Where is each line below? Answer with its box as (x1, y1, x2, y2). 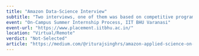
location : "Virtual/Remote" (6, 30, 76, 36)
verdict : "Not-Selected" (6, 36, 68, 41)
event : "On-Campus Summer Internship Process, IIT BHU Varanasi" (6, 19, 171, 25)
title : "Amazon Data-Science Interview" (6, 8, 108, 15)
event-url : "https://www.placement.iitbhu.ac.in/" (6, 24, 134, 31)
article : (6, 41, 28, 47)
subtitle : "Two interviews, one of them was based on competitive (6, 14, 174, 20)
